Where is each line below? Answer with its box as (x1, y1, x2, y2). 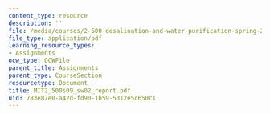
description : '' (8, 19, 63, 27)
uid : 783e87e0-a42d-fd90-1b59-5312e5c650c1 (8, 94, 157, 102)
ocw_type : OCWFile (8, 57, 70, 65)
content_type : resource (8, 11, 88, 20)
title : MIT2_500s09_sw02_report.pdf (8, 86, 131, 95)
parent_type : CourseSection (8, 71, 103, 79)
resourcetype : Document (8, 79, 88, 87)
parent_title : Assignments (8, 64, 99, 72)
